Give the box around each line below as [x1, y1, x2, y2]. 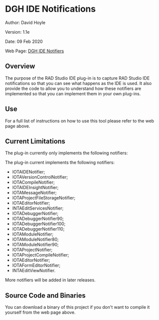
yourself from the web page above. [5, 309, 76, 316]
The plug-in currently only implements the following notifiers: [5, 150, 128, 156]
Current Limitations [5, 137, 66, 145]
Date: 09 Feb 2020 [5, 38, 43, 44]
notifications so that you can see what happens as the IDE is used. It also [5, 80, 152, 86]
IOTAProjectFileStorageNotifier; [12, 195, 76, 201]
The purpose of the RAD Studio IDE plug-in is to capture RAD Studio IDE [5, 75, 150, 81]
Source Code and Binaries [5, 291, 86, 299]
